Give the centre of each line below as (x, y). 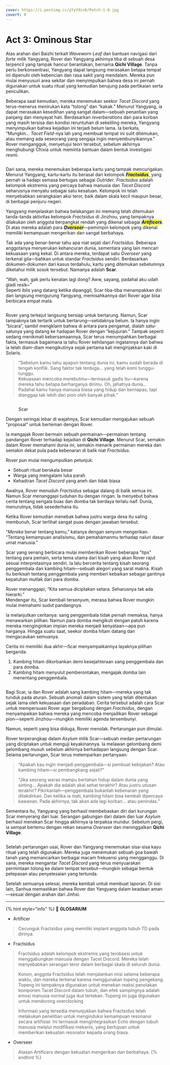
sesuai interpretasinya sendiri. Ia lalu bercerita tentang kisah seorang (77, 563)
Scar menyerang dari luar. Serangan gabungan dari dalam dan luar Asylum (83, 817)
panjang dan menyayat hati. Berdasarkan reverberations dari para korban (82, 118)
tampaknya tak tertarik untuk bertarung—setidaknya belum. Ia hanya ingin (83, 321)
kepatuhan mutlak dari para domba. (43, 579)
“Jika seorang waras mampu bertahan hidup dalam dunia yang (83, 780)
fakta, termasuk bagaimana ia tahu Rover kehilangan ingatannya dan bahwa (84, 342)
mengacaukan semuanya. (33, 637)
